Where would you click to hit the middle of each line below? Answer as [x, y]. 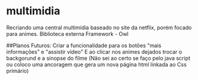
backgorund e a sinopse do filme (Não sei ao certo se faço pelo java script [98, 58]
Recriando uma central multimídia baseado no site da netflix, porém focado [99, 27]
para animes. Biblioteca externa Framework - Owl [67, 33]
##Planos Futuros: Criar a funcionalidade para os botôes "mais [84, 45]
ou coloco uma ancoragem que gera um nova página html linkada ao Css [97, 64]
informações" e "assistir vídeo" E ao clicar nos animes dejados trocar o [94, 51]
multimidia [33, 11]
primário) [17, 70]
